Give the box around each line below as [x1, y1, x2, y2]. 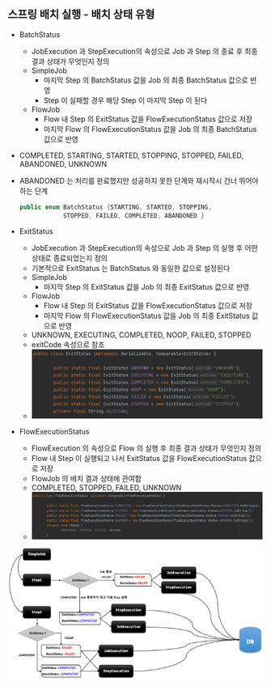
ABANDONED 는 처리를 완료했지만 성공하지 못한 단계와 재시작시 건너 [19, 176, 238, 185]
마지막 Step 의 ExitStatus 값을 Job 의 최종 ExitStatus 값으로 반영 [43, 282, 250, 291]
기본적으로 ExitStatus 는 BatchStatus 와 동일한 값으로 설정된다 [31, 263, 231, 273]
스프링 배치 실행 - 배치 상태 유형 [7, 7, 155, 22]
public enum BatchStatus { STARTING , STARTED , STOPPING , [19, 203, 212, 211]
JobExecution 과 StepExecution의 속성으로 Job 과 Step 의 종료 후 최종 [31, 46, 258, 56]
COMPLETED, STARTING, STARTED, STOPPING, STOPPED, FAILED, [19, 150, 244, 160]
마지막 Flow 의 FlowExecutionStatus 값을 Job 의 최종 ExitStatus [43, 311, 250, 320]
